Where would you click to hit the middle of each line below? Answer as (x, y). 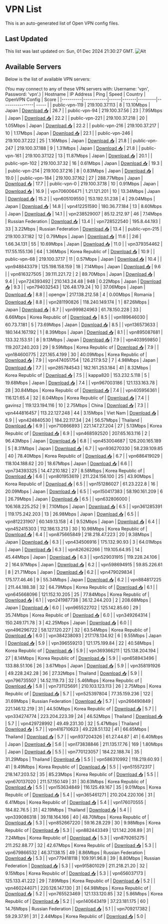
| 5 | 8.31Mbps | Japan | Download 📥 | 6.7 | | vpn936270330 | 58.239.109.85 (84, 448)
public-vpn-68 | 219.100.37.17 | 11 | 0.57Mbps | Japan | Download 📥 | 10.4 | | (83, 259)
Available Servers (33, 67)
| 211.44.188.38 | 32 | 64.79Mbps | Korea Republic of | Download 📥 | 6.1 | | (81, 587)
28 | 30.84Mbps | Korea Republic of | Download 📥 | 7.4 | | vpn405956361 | (82, 390)
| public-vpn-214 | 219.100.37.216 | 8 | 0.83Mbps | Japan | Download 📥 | (79, 171)
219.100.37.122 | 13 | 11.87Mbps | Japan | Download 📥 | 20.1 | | (88, 156)
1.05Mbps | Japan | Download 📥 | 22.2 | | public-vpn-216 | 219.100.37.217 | (82, 125)
